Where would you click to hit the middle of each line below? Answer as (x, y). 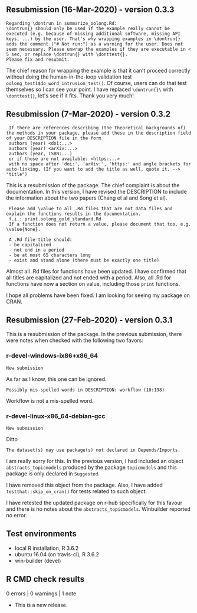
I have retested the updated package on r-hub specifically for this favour (94, 503)
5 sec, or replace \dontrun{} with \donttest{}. (67, 54)
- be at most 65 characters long (50, 255)
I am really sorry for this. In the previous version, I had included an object (95, 461)
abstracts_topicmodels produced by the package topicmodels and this (91, 467)
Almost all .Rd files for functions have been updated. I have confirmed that (96, 271)
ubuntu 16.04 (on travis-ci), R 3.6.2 (57, 554)
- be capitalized (30, 244)
